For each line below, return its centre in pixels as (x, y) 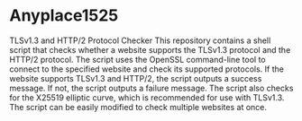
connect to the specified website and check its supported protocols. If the (146, 69)
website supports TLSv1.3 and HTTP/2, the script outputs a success (136, 78)
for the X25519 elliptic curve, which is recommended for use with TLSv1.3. (147, 97)
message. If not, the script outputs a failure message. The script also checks (151, 88)
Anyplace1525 (64, 16)
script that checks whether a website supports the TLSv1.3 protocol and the (150, 49)
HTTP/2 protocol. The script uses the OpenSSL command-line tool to (137, 59)
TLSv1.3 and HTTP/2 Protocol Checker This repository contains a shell (140, 40)
